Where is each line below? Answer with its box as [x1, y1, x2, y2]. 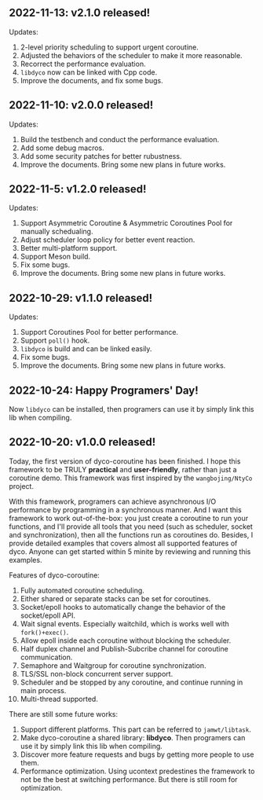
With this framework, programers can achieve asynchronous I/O [9, 497, 217, 506]
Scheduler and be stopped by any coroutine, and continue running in [20, 677, 243, 687]
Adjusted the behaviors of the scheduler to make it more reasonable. [20, 50, 243, 60]
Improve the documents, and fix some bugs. [20, 75, 163, 85]
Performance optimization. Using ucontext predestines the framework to [20, 766, 255, 776]
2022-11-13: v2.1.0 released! [9, 6, 151, 20]
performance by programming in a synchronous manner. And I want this [9, 505, 242, 514]
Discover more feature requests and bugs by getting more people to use [20, 750, 254, 759]
